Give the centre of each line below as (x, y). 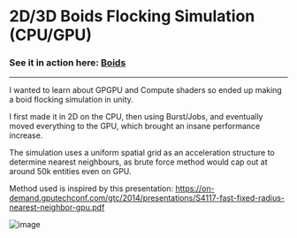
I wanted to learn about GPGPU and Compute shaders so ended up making (146, 90)
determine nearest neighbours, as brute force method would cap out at (138, 162)
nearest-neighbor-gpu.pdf (57, 207)
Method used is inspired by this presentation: (91, 188)
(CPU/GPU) (51, 35)
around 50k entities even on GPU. (70, 172)
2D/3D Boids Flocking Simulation (132, 16)
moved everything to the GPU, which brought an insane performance (135, 127)
